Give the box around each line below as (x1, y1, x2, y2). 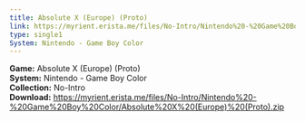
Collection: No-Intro (9, 82, 86, 93)
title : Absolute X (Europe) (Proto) (9, 13, 148, 23)
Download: (9, 92, 52, 103)
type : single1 (9, 30, 64, 39)
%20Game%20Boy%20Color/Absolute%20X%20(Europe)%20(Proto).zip (9, 101, 284, 113)
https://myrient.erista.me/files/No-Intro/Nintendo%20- (53, 92, 257, 103)
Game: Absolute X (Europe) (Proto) (9, 63, 141, 74)
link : (9, 22, 30, 31)
